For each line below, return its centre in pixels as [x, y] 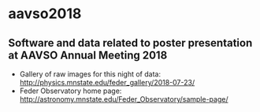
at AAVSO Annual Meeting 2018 [88, 55]
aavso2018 [45, 14]
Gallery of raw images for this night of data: [90, 74]
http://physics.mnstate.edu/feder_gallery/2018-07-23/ [107, 82]
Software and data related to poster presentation [130, 43]
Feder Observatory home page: [71, 91]
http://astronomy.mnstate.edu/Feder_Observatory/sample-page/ [124, 99]
